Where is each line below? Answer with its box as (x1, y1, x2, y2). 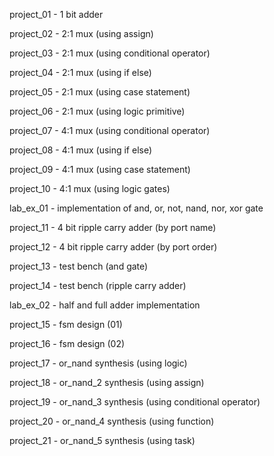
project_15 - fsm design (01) (9, 319, 123, 330)
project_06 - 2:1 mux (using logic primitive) (9, 105, 186, 117)
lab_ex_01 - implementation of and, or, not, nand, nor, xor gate (9, 202, 264, 214)
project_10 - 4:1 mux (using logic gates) (9, 183, 171, 194)
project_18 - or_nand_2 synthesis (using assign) (9, 377, 205, 388)
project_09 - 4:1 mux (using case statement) (9, 164, 191, 175)
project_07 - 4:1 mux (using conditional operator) (9, 125, 211, 136)
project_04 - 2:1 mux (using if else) (9, 67, 152, 78)
